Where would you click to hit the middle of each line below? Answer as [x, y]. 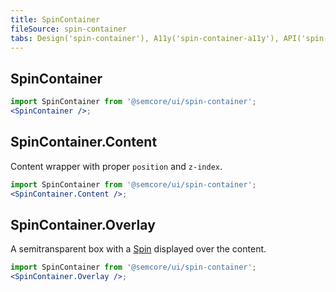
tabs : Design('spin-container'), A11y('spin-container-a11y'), [145, 38]
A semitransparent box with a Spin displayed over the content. [138, 249]
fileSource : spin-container [69, 29]
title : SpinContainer [55, 19]
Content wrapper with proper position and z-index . [116, 166]
